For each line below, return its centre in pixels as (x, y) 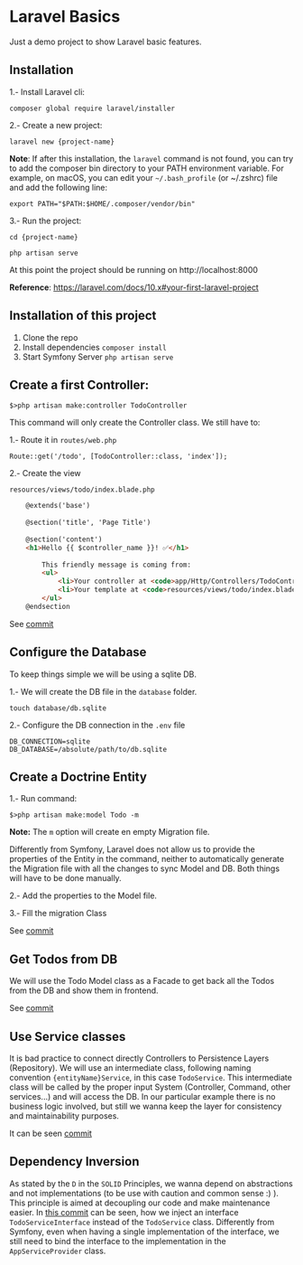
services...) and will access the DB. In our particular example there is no (142, 1096)
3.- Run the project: (46, 220)
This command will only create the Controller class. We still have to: (135, 423)
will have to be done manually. (65, 878)
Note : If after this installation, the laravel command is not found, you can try (151, 158)
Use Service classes (68, 1036)
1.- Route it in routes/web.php (63, 440)
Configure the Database (78, 652)
